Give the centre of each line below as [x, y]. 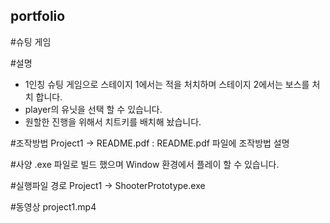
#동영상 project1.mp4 [53, 206]
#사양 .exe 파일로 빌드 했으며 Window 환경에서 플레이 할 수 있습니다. [145, 164]
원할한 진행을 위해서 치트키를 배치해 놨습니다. [113, 121]
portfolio [38, 16]
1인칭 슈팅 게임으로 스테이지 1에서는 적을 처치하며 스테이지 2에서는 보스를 [167, 84]
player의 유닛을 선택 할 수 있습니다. [93, 109]
